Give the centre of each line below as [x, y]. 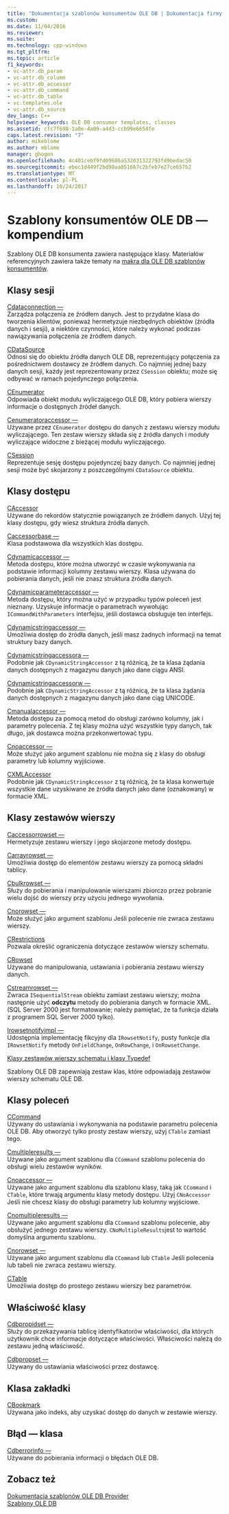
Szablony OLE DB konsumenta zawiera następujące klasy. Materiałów [106, 254]
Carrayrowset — [30, 855]
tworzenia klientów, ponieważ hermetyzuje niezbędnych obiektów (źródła [111, 321]
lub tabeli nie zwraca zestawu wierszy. [62, 1265]
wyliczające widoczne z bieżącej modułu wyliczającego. [87, 442]
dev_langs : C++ [29, 116]
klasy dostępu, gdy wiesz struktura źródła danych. [78, 522]
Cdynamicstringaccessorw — [49, 683]
